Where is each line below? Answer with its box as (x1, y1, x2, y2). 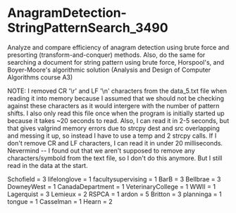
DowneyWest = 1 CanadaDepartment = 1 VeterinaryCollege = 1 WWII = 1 (7, 182, 216, 191)
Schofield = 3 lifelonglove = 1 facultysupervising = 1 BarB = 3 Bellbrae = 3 (7, 174, 221, 183)
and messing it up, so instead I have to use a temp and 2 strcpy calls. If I (7, 131, 217, 140)
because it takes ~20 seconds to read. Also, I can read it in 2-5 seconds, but (7, 116, 230, 124)
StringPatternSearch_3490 (7, 20, 168, 36)
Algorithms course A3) (7, 72, 73, 82)
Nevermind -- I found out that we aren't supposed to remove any (7, 146, 195, 155)
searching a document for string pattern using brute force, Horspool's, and (7, 58, 225, 66)
